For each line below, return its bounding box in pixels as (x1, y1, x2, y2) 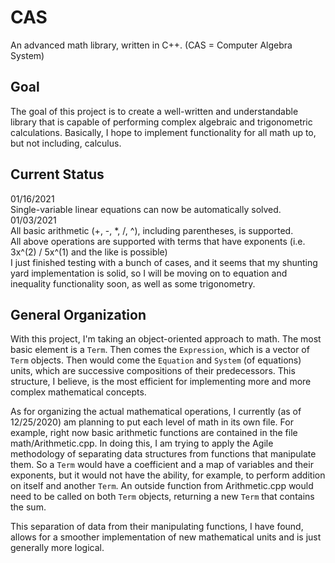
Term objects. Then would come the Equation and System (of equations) (10, 354, 302, 366)
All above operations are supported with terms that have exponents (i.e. (10, 235, 306, 247)
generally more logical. (10, 542, 105, 554)
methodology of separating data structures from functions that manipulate (10, 448, 317, 460)
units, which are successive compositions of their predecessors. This (10, 365, 296, 377)
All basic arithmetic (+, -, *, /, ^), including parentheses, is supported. (10, 224, 294, 236)
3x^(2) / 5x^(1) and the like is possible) (10, 246, 168, 258)
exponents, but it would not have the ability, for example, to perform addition (10, 469, 326, 481)
